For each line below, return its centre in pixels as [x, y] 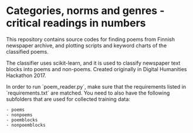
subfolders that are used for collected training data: [68, 99]
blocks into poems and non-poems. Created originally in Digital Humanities [97, 69]
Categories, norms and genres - [85, 11]
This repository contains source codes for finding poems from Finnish [90, 39]
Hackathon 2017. [26, 75]
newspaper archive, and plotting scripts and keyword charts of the [87, 45]
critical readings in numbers [76, 23]
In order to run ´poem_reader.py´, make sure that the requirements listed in [96, 86]
